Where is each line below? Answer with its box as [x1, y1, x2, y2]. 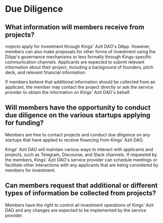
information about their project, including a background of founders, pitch [5, 65, 154, 70]
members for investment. [5, 167, 56, 173]
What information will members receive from [5, 23, 144, 31]
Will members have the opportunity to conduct [5, 104, 151, 112]
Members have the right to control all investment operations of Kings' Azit [5, 202, 154, 208]
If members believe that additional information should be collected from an [5, 79, 156, 85]
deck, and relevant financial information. [5, 69, 87, 75]
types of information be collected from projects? [5, 189, 156, 198]
